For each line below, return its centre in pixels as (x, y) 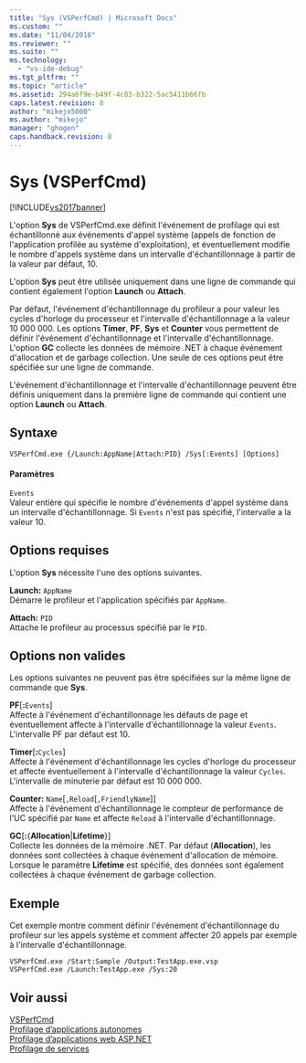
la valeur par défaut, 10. (54, 263)
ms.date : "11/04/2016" (53, 35)
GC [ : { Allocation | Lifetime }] (60, 836)
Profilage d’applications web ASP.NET (81, 1039)
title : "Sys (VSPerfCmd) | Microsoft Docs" (94, 18)
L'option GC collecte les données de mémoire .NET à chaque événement (146, 347)
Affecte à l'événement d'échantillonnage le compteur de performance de (147, 808)
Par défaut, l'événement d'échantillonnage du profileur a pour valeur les (145, 309)
